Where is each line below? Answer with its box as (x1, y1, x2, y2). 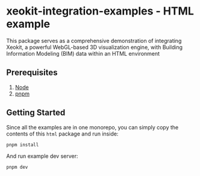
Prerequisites (6, 68, 58, 78)
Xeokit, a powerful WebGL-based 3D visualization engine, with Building (6, 44, 183, 51)
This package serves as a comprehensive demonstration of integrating (6, 37, 182, 44)
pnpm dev (6, 165, 28, 171)
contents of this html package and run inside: (6, 130, 119, 137)
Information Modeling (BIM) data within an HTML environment (6, 50, 160, 57)
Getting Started (6, 108, 66, 118)
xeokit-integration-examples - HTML (6, 4, 195, 18)
